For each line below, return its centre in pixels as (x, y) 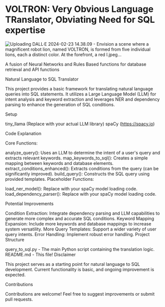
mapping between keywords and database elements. (59, 163)
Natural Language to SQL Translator (42, 79)
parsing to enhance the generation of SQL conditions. (60, 104)
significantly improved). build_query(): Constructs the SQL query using (78, 174)
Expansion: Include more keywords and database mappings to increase (78, 224)
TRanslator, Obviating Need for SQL (80, 20)
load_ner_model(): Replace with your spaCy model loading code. (71, 189)
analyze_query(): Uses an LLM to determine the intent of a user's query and (83, 153)
